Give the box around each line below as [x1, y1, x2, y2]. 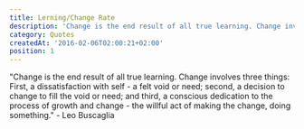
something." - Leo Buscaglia [9, 110, 115, 121]
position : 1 [9, 47, 54, 56]
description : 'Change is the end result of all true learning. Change [9, 22, 281, 31]
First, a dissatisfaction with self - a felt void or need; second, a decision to [9, 81, 285, 92]
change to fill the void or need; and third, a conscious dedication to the [9, 91, 273, 102]
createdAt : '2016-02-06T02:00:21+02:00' [9, 38, 165, 48]
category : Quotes [9, 30, 75, 39]
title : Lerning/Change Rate [9, 13, 116, 23]
